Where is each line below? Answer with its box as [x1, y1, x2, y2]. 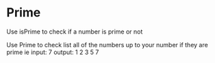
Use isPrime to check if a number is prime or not [6, 27, 143, 36]
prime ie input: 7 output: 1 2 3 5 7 [6, 48, 99, 56]
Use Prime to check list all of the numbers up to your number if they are [6, 40, 208, 49]
